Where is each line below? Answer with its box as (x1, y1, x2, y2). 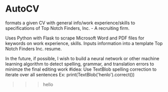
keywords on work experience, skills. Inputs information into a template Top (5, 40, 163, 46)
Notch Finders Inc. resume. (5, 45, 62, 52)
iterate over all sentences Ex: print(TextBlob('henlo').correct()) (5, 71, 135, 77)
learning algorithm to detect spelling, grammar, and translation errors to (5, 61, 154, 67)
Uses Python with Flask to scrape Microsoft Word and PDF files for (5, 35, 145, 41)
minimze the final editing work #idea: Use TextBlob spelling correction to (5, 66, 157, 72)
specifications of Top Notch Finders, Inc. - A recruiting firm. (5, 25, 130, 31)
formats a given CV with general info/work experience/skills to (5, 20, 136, 26)
